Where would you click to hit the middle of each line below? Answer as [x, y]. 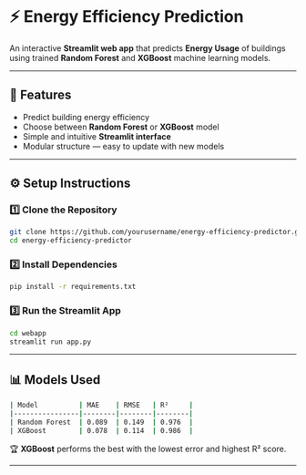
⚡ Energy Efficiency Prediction [127, 17]
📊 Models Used [55, 380]
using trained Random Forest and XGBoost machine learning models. [140, 57]
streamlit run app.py [51, 342]
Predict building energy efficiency [86, 117]
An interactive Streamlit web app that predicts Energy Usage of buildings [148, 48]
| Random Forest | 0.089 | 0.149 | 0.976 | [102, 422]
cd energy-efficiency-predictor [71, 241]
